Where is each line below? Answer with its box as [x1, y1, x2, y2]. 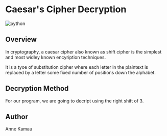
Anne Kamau [5, 126, 32, 132]
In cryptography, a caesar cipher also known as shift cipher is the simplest [5, 48, 162, 55]
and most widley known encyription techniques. [5, 54, 106, 60]
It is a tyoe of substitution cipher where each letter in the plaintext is [5, 64, 149, 70]
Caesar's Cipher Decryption [5, 4, 127, 15]
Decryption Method [5, 84, 69, 93]
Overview [5, 35, 37, 44]
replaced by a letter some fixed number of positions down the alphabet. [5, 69, 156, 75]
